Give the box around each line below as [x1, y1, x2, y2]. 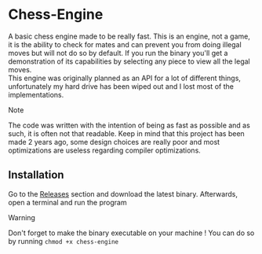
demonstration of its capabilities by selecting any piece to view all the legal [8, 57, 250, 66]
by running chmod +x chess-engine [8, 236, 119, 245]
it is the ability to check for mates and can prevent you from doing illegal [8, 39, 242, 49]
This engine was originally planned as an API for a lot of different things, [8, 73, 242, 83]
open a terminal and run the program [8, 197, 127, 207]
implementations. [8, 90, 64, 99]
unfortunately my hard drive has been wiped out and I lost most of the [8, 81, 234, 91]
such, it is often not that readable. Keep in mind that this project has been [8, 128, 245, 138]
